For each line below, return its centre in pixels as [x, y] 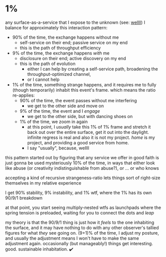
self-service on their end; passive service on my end [74, 42]
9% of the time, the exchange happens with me [61, 53]
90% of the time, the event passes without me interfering [78, 100]
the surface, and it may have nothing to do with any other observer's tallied [82, 227]
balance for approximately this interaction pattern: [56, 27]
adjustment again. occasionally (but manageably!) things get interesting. [79, 243]
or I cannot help [43, 79]
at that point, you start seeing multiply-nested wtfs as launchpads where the [83, 207]
